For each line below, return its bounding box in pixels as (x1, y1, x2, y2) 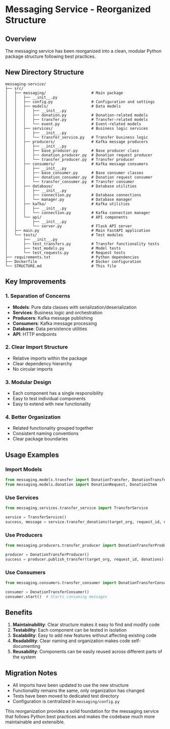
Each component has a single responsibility (12, 390, 104, 396)
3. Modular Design (5, 378, 52, 386)
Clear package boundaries (12, 436, 68, 442)
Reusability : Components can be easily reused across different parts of (12, 648, 162, 655)
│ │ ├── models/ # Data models (5, 103, 121, 109)
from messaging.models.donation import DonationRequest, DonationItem (5, 482, 157, 487)
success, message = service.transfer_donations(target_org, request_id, (5, 519, 162, 525)
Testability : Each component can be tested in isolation (12, 627, 127, 633)
